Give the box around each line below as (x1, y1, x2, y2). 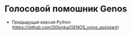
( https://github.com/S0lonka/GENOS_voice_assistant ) (11, 24, 119, 30)
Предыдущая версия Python (11, 19, 71, 25)
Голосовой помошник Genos (4, 3, 128, 14)
